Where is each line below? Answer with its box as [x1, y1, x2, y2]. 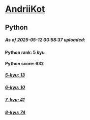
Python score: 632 [5, 61, 44, 67]
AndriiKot [5, 3, 45, 15]
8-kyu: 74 [5, 109, 26, 115]
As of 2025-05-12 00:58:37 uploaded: [5, 37, 86, 43]
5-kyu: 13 [5, 72, 25, 78]
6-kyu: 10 [5, 84, 26, 90]
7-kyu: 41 [5, 97, 25, 103]
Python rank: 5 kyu [5, 49, 45, 55]
